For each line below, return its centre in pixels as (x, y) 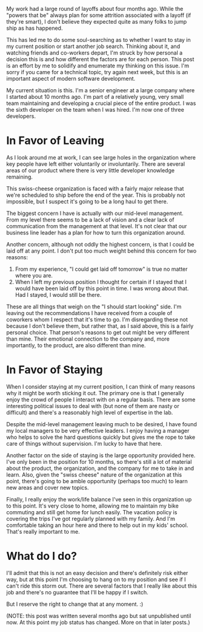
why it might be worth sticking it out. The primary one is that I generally (95, 393)
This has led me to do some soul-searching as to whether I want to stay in (98, 40)
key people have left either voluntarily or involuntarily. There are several (96, 164)
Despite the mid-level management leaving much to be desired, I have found (101, 424)
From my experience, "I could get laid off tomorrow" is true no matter (101, 269)
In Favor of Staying (55, 370)
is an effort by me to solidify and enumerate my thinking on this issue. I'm (98, 66)
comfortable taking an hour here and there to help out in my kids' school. (97, 525)
